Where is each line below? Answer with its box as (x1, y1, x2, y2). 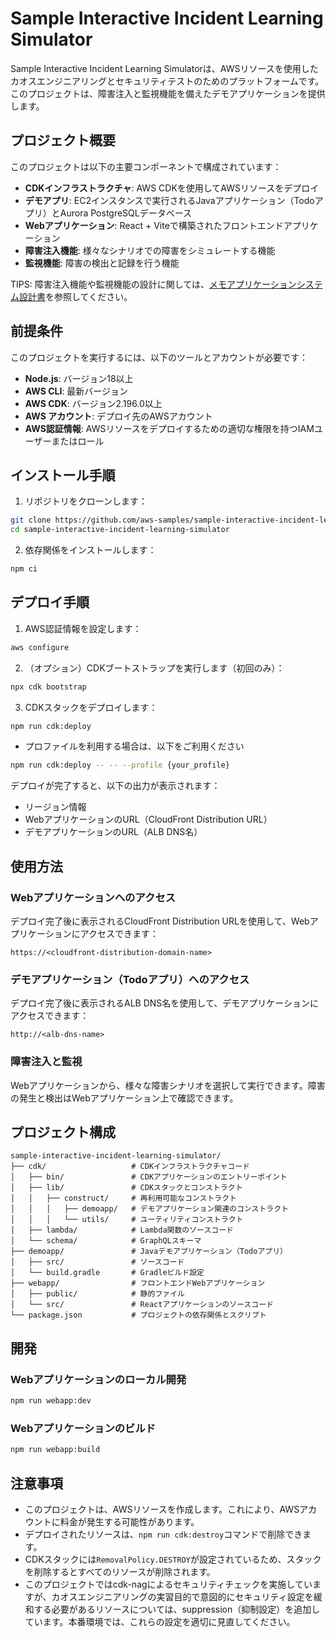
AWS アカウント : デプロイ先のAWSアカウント (24, 410, 213, 422)
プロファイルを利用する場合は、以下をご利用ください (24, 740, 245, 752)
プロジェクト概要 (10, 132, 116, 149)
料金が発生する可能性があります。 (59, 1515, 200, 1527)
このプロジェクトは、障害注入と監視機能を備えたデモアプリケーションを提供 (10, 87, 326, 99)
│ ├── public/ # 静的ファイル (10, 1289, 185, 1299)
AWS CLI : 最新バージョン (24, 385, 129, 397)
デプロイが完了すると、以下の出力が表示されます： (10, 780, 221, 792)
